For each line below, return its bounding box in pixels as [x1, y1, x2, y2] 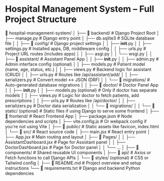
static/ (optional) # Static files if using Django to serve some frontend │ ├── [5, 108, 159, 113]
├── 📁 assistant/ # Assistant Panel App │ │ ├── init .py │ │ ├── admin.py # [5, 56, 159, 62]
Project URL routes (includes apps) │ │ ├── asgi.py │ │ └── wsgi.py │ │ [5, 50, 153, 57]
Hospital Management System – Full [5, 3, 155, 15]
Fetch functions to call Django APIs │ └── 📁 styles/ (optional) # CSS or [5, 155, 149, 160]
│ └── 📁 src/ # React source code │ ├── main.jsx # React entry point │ [5, 129, 151, 135]
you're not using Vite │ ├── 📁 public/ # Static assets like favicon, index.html [5, 123, 159, 129]
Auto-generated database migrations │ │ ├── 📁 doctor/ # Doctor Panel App [5, 82, 159, 88]
